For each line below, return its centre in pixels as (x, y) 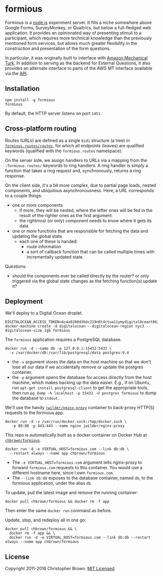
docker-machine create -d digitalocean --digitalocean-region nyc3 (75, 326)
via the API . (16, 73)
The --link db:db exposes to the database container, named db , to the (82, 478)
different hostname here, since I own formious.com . (63, 473)
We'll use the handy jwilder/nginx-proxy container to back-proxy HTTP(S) (80, 408)
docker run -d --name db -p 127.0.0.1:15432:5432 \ (58, 349)
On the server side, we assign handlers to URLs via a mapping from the (76, 160)
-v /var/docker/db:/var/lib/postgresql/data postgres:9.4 (69, 353)
